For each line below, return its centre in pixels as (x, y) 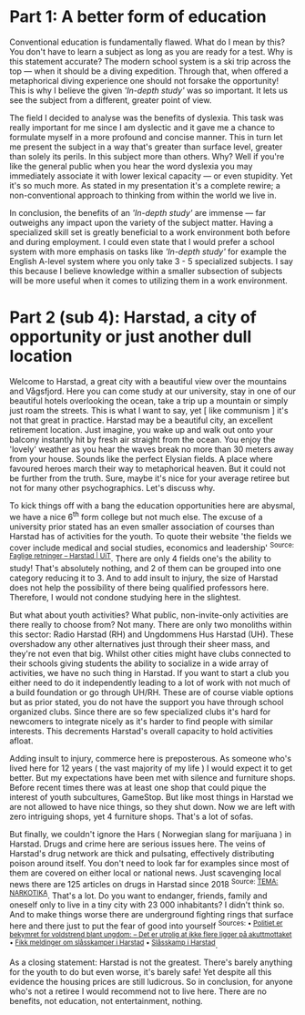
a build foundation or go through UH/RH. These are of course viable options (152, 692)
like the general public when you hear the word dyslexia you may (131, 166)
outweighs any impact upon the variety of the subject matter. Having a (142, 222)
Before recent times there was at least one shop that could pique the (138, 787)
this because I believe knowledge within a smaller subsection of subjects (146, 271)
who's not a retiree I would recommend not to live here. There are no (138, 991)
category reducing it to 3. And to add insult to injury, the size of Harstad (144, 578)
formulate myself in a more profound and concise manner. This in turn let (147, 137)
